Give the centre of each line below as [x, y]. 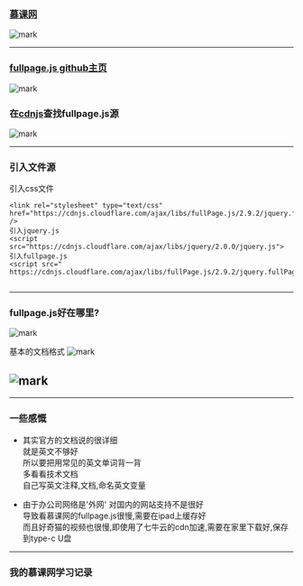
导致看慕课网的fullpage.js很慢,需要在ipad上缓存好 [114, 516]
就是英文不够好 [50, 451]
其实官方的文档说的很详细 [70, 440]
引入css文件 [32, 189]
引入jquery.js [35, 231]
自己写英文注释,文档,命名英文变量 [84, 485]
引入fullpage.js [38, 256]
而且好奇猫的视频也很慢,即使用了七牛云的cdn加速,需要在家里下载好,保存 [155, 526]
